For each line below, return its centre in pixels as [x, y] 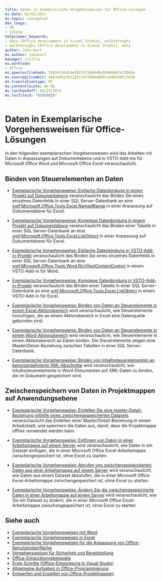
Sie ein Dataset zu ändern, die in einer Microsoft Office [67, 500]
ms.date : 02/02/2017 [26, 14]
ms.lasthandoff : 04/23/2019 [33, 91]
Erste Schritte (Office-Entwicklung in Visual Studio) [63, 563]
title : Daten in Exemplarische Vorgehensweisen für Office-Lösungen [75, 9]
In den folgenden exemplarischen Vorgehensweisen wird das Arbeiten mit [79, 153]
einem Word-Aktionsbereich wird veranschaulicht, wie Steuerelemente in [85, 335]
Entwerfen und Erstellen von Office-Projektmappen [63, 573]
